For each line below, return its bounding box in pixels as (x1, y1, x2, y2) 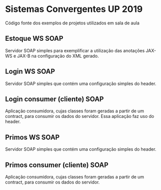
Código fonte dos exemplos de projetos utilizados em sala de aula (5, 20, 140, 26)
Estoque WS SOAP (5, 34, 63, 43)
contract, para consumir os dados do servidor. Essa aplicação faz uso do (5, 113, 155, 119)
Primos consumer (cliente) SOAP (5, 161, 109, 169)
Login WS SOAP (5, 67, 55, 76)
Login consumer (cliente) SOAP (5, 95, 104, 103)
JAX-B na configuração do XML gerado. (17, 53, 99, 59)
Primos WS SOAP (5, 133, 60, 141)
